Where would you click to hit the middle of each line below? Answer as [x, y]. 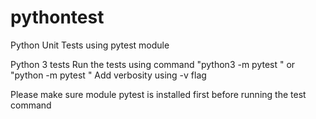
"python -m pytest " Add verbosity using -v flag [108, 75]
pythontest [57, 17]
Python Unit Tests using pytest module [90, 45]
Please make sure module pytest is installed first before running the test [158, 94]
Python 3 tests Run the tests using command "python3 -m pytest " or [153, 64]
